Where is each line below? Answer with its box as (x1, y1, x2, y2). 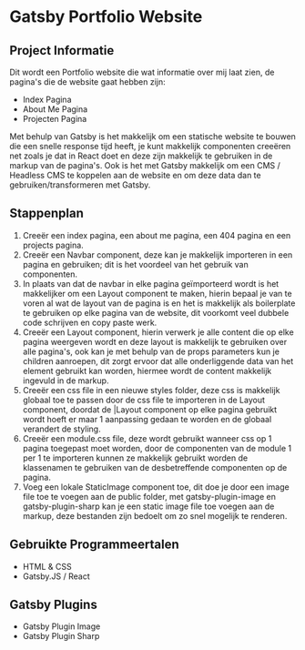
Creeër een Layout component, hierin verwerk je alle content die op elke (22, 326, 294, 338)
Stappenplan (9, 206, 84, 221)
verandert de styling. (22, 423, 102, 434)
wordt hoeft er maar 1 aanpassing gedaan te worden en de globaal (22, 413, 272, 424)
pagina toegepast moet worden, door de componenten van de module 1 (22, 442, 292, 453)
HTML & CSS (22, 561, 72, 572)
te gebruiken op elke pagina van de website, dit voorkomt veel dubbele (22, 307, 290, 318)
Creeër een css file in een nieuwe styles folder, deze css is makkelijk (22, 384, 280, 395)
